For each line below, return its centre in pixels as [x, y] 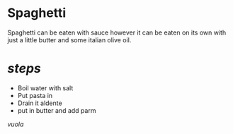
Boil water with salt [45, 88]
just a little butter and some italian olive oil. [69, 39]
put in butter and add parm [57, 110]
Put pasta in [35, 95]
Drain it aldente [40, 103]
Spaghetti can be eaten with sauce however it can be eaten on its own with [117, 32]
